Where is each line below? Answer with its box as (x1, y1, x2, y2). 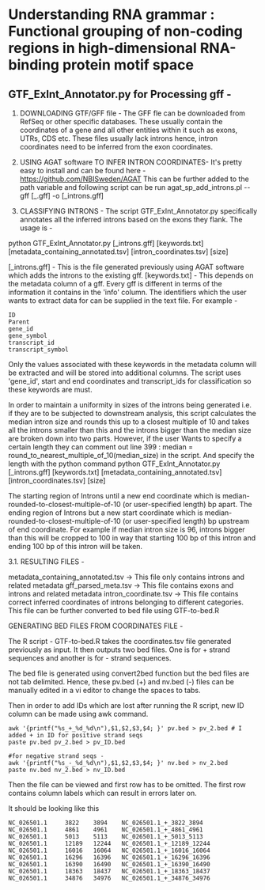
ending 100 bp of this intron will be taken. (8, 542, 143, 551)
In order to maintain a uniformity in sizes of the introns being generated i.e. (8, 400, 252, 409)
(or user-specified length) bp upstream (122, 517, 250, 525)
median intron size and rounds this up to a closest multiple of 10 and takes (8, 417, 250, 426)
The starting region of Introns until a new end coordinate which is (8, 491, 221, 500)
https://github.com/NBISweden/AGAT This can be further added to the (19, 174, 249, 184)
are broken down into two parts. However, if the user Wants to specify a (8, 434, 243, 443)
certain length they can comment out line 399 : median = (8, 442, 194, 452)
